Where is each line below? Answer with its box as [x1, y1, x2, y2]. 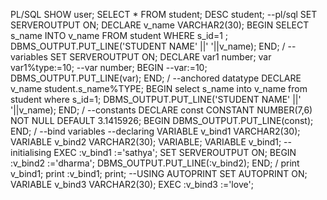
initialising [10, 147, 52, 158]
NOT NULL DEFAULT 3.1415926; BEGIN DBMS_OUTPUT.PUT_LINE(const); [10, 115, 314, 126]
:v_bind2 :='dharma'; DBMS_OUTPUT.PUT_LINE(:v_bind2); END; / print [10, 157, 300, 169]
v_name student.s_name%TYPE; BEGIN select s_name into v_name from [10, 83, 308, 94]
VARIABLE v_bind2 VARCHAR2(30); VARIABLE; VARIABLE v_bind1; [10, 136, 282, 148]
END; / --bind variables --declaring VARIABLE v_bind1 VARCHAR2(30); [10, 125, 301, 137]
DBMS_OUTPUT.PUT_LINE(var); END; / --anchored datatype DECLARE [10, 72, 302, 84]
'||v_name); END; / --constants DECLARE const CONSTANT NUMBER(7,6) [10, 104, 313, 116]
